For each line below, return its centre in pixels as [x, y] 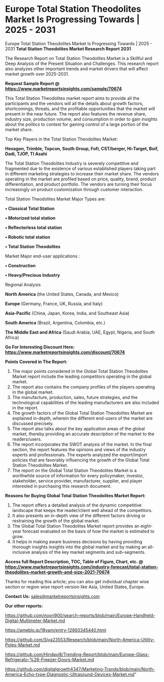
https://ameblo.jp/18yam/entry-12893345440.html [56, 630]
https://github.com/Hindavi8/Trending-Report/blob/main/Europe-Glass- [77, 654]
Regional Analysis [23, 284]
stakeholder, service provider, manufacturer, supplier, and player [77, 481]
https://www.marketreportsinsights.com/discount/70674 [65, 352]
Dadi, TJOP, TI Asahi [26, 154]
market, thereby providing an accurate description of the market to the [83, 434]
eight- [146, 526]
